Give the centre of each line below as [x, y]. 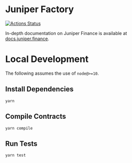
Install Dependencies [39, 89]
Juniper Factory [40, 9]
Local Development [47, 59]
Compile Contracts [36, 117]
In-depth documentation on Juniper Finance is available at [66, 33]
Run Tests [21, 143]
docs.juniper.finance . [27, 39]
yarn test [16, 155]
